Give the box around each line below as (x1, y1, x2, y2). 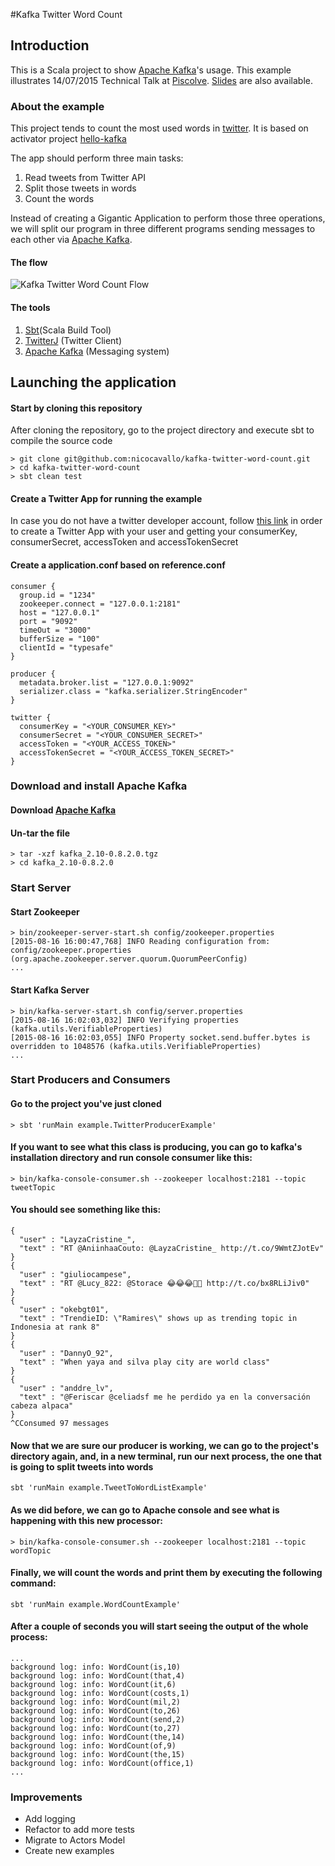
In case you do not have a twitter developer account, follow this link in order (10, 515, 323, 527)
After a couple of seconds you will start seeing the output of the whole (10, 1620, 309, 1633)
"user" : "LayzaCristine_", (19, 1235, 137, 1245)
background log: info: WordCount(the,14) (10, 1732, 186, 1742)
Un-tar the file (10, 827, 70, 839)
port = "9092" (19, 616, 78, 626)
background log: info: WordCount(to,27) (10, 1723, 182, 1733)
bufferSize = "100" (19, 634, 101, 644)
